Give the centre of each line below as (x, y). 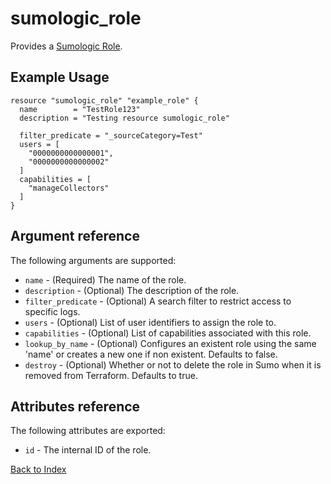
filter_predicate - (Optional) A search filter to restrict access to (158, 301)
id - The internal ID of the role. (88, 450)
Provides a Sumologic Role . (66, 46)
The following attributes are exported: (88, 431)
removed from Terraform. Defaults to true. (111, 375)
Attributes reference (75, 406)
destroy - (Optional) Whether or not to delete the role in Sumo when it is (173, 364)
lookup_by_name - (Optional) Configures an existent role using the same (170, 343)
